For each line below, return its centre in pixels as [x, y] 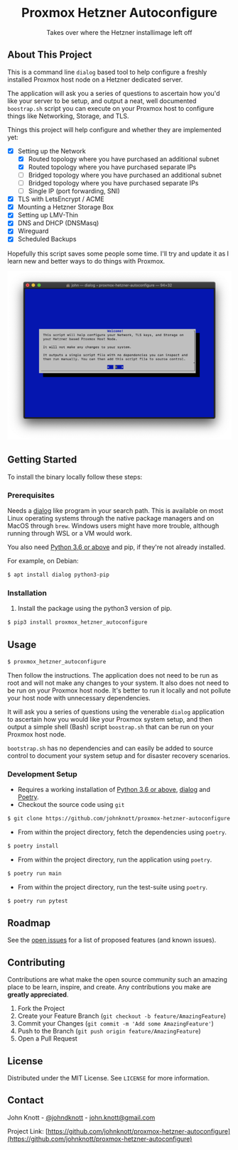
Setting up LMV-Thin [48, 215]
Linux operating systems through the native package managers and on [111, 519]
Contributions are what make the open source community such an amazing [117, 980]
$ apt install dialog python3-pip [59, 575]
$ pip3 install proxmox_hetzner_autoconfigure [77, 622]
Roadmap [29, 923]
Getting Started [42, 460]
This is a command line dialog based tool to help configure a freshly [107, 72]
